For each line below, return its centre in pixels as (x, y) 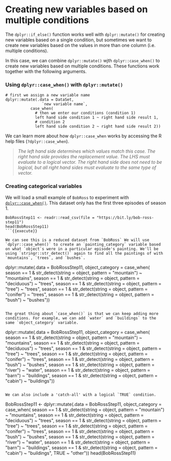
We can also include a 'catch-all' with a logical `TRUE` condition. (81, 395)
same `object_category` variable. (42, 323)
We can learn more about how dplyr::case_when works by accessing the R (83, 136)
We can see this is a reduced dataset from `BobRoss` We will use (77, 240)
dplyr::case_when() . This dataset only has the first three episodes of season (86, 203)
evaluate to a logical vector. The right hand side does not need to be (90, 162)
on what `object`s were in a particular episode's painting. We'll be (82, 249)
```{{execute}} (21, 231)
